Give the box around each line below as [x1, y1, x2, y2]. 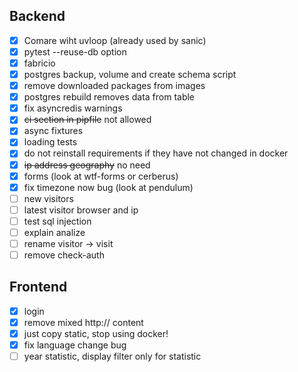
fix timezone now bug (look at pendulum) [23, 181, 194, 193]
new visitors [23, 192, 74, 204]
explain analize [23, 226, 86, 238]
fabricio [23, 57, 56, 69]
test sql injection [23, 215, 92, 227]
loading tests [23, 136, 78, 148]
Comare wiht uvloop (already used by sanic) [23, 34, 207, 46]
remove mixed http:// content [23, 316, 144, 328]
